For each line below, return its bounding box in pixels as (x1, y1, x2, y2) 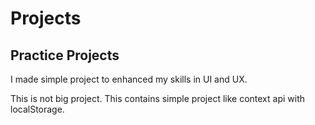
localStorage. (10, 103, 65, 115)
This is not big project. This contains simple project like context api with (10, 93, 306, 104)
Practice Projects (10, 47, 120, 64)
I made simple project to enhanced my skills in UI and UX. (10, 73, 248, 85)
